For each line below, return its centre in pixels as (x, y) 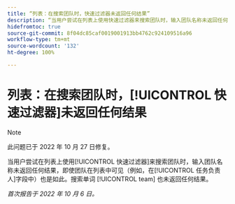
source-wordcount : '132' (43, 46)
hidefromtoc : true (34, 26)
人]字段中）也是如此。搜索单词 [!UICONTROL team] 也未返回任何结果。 (110, 179)
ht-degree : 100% (31, 53)
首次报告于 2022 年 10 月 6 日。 (53, 194)
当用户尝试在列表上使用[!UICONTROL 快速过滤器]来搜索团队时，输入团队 (112, 162)
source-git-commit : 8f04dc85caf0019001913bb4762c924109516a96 (100, 33)
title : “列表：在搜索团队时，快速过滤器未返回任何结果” (79, 14)
